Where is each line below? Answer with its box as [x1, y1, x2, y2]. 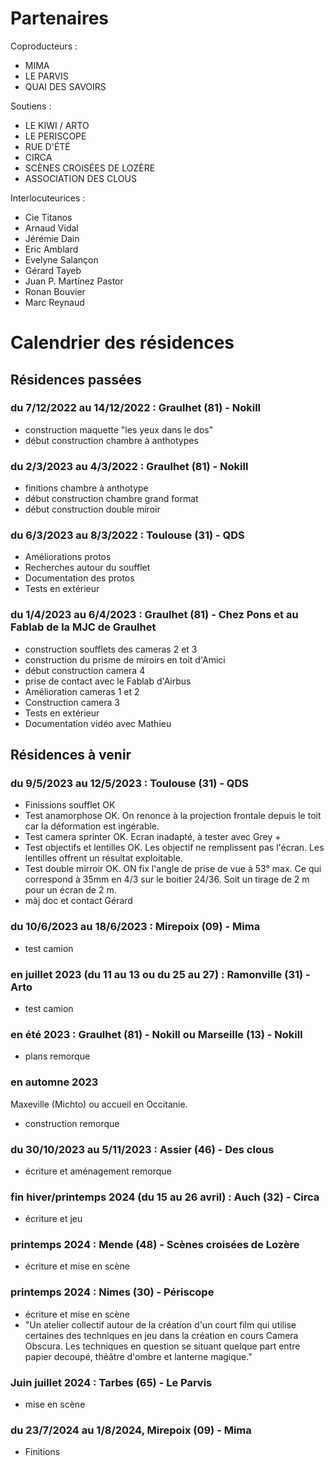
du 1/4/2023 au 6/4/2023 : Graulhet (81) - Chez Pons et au [10, 608, 299, 622]
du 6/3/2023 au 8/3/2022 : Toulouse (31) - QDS [10, 528, 245, 542]
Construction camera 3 [24, 696, 120, 708]
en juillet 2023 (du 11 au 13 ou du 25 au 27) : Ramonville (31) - [10, 967, 311, 981]
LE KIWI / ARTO [24, 119, 90, 131]
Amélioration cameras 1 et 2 [24, 685, 140, 697]
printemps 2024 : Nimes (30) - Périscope [10, 1285, 215, 1299]
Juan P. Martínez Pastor [24, 275, 124, 287]
